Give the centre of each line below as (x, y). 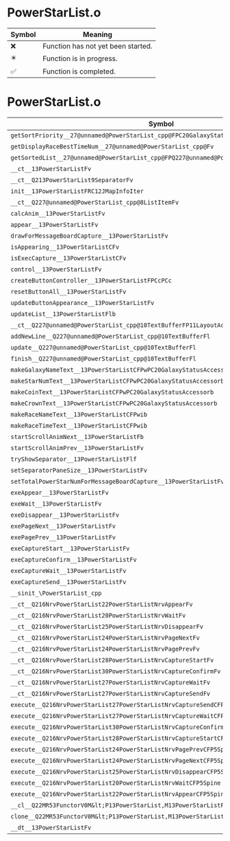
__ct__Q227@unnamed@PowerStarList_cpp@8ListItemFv (95, 202)
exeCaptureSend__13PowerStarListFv (68, 582)
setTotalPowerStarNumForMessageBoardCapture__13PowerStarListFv (117, 481)
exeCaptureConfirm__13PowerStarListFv (74, 559)
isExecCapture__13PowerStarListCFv (68, 258)
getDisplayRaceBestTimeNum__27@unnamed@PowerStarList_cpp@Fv (112, 146)
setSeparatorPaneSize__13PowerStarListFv (79, 470)
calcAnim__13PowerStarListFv (58, 213)
